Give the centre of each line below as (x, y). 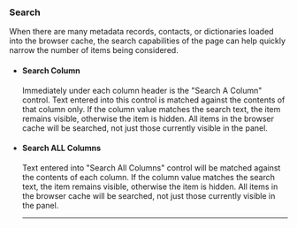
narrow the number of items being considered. (94, 50)
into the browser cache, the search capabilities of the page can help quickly (147, 41)
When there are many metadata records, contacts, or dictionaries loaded (141, 32)
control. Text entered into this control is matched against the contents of (153, 100)
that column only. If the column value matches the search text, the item (151, 109)
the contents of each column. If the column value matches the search (148, 177)
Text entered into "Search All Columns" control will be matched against (151, 167)
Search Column (51, 70)
